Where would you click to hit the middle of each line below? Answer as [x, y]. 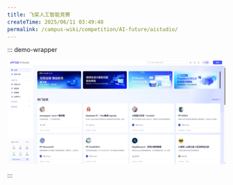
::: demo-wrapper [32, 50]
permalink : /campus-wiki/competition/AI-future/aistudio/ [93, 29]
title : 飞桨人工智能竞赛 [39, 15]
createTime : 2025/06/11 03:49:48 [55, 22]
